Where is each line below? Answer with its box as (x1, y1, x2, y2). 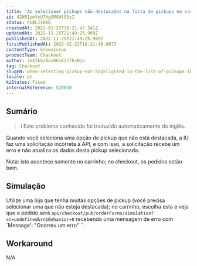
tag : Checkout (6, 63, 41, 69)
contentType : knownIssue (6, 47, 67, 53)
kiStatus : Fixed (6, 80, 46, 86)
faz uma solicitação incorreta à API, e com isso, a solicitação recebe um (6, 140, 180, 147)
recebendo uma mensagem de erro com (76, 215, 173, 223)
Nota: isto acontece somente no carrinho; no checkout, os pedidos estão (6, 158, 183, 165)
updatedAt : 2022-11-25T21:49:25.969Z (6, 30, 98, 36)
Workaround (6, 238, 53, 248)
